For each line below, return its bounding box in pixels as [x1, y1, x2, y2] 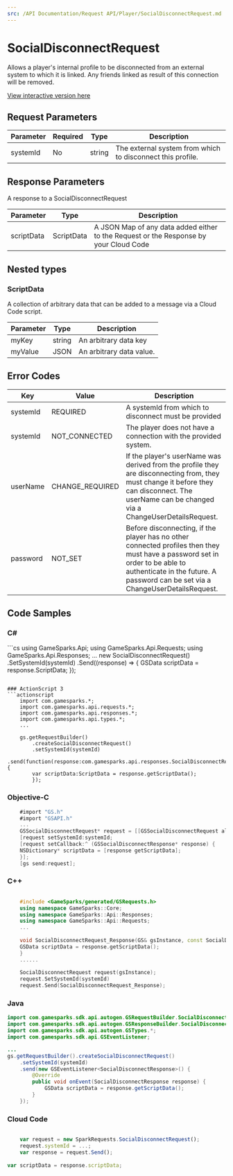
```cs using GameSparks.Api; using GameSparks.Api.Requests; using [7, 644, 203, 652]
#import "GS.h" [19, 808, 64, 815]
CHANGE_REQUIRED [51, 482, 119, 491]
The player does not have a [126, 423, 215, 432]
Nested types [7, 263, 67, 275]
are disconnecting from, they [126, 468, 220, 478]
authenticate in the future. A [126, 566, 217, 576]
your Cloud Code [94, 240, 150, 250]
